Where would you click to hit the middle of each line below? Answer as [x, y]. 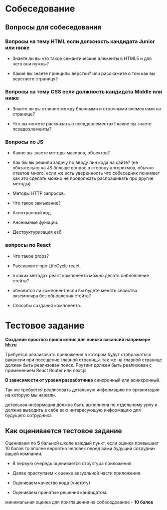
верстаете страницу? [35, 78]
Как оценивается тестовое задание [64, 431]
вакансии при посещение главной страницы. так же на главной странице [83, 360]
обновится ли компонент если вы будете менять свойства [75, 290]
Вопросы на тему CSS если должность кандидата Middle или [84, 91]
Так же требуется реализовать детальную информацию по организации [82, 390]
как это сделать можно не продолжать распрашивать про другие [83, 178]
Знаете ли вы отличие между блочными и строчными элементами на [86, 109]
